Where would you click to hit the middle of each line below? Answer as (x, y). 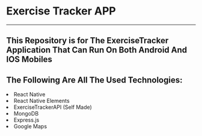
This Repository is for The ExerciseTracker (87, 41)
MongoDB (26, 114)
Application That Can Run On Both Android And (97, 50)
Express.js (27, 120)
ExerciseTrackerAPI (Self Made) (53, 107)
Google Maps (30, 126)
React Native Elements (42, 101)
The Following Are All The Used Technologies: (94, 80)
